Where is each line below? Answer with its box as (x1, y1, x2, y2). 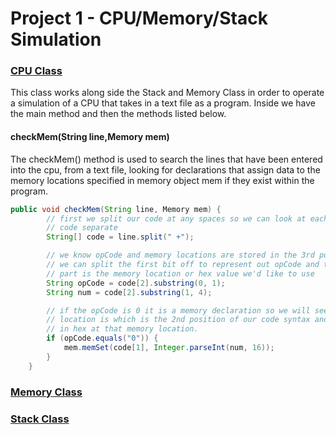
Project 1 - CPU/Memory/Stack (10, 7, 268, 30)
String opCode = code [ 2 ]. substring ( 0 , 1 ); (46, 278, 226, 288)
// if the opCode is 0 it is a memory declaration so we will (46, 305, 311, 316)
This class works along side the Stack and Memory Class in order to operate (10, 87, 325, 99)
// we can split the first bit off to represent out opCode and (46, 260, 320, 270)
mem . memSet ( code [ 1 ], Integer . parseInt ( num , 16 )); (63, 343, 275, 353)
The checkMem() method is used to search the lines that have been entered (10, 153, 323, 165)
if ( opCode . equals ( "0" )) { (46, 333, 159, 344)
